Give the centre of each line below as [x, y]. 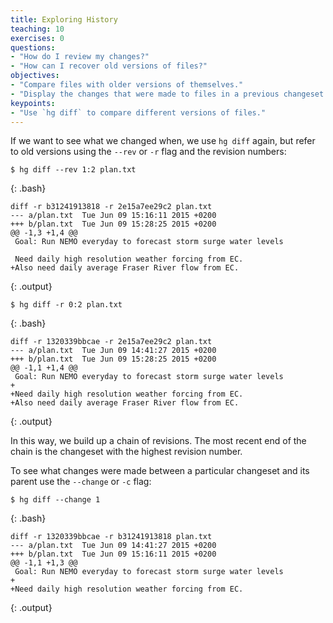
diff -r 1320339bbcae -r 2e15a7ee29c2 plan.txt [111, 342]
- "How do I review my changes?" [80, 57]
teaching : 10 [37, 29]
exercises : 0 [37, 38]
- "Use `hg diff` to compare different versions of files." [138, 112]
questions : [33, 47]
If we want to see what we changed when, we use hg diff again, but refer [163, 141]
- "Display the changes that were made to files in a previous [145, 94]
